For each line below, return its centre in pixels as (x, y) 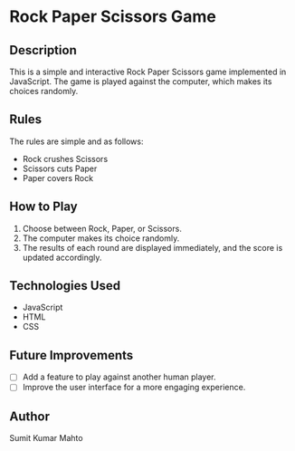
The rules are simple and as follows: (76, 141)
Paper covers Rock (57, 178)
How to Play (44, 207)
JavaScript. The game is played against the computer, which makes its (141, 82)
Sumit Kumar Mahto (46, 438)
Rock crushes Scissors (65, 158)
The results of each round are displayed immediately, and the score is (152, 247)
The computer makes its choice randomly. (101, 238)
